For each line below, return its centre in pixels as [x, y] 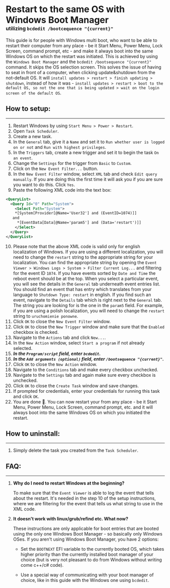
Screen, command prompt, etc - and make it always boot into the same [79, 51]
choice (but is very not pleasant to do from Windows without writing [91, 560]
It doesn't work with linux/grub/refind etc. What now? [71, 519]
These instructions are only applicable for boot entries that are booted [86, 528]
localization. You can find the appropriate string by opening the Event [85, 262]
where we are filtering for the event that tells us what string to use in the [88, 504]
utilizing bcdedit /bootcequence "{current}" [60, 29]
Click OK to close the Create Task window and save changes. [76, 386]
